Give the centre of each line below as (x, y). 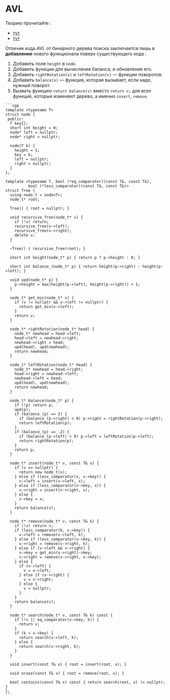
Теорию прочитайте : (28, 23)
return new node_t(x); (43, 472)
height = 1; (27, 150)
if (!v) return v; (34, 526)
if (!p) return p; (34, 405)
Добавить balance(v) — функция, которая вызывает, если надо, (82, 80)
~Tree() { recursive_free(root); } (48, 248)
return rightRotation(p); (46, 441)
